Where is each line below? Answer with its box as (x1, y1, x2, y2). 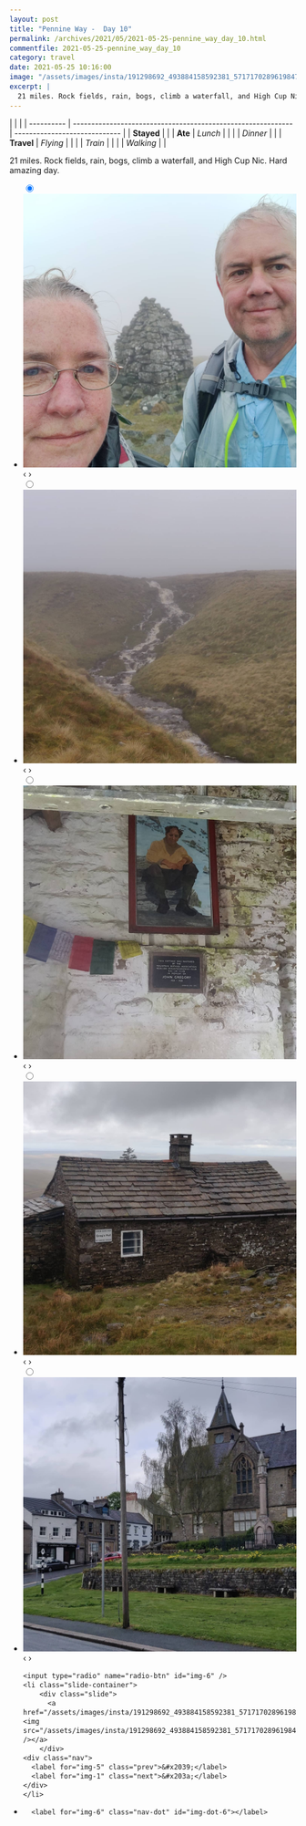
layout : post (9, 15, 59, 24)
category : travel (9, 53, 76, 63)
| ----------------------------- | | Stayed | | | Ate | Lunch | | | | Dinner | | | (9, 128, 282, 139)
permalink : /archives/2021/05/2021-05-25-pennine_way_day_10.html (9, 34, 267, 43)
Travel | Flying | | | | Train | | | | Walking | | (9, 137, 167, 148)
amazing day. (9, 164, 60, 175)
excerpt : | (9, 82, 51, 91)
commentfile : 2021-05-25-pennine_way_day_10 (9, 44, 181, 53)
